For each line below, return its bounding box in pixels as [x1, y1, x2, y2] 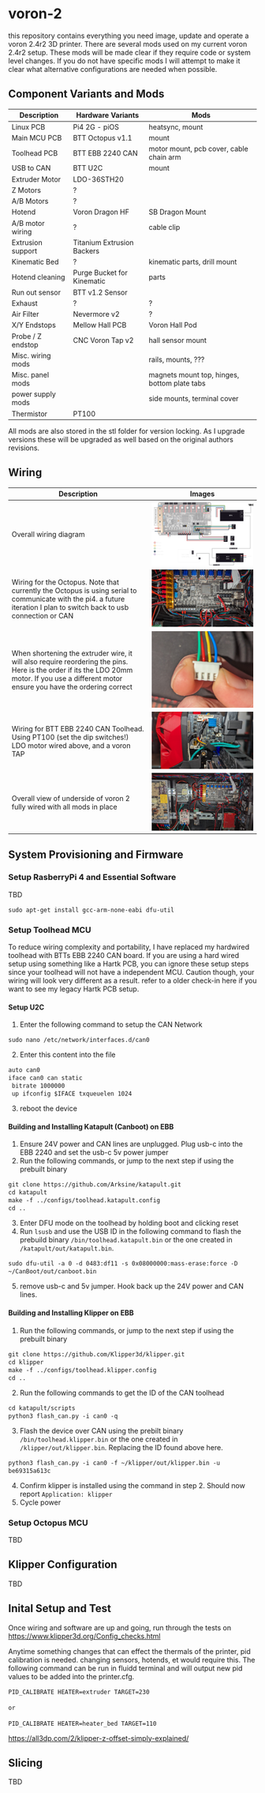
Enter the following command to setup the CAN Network [19, 1020, 203, 1029]
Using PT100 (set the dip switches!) [11, 732, 129, 742]
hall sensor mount [148, 336, 207, 344]
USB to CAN [11, 164, 51, 173]
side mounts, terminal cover [148, 393, 239, 403]
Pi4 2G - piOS [73, 122, 120, 131]
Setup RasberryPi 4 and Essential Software [8, 872, 177, 883]
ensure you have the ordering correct [11, 682, 132, 692]
